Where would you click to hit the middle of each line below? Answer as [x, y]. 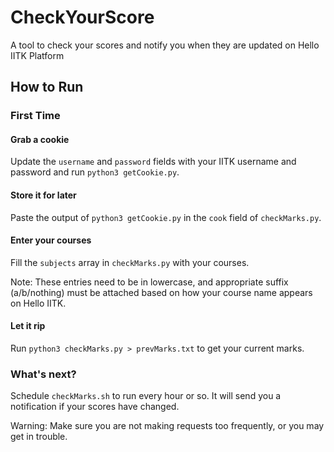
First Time [35, 116]
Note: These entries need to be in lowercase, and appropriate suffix [149, 282]
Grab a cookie [40, 139]
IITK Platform [37, 55]
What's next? [43, 374]
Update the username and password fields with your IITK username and [153, 162]
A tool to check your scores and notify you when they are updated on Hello [165, 45]
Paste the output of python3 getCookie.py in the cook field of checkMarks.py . [166, 217]
